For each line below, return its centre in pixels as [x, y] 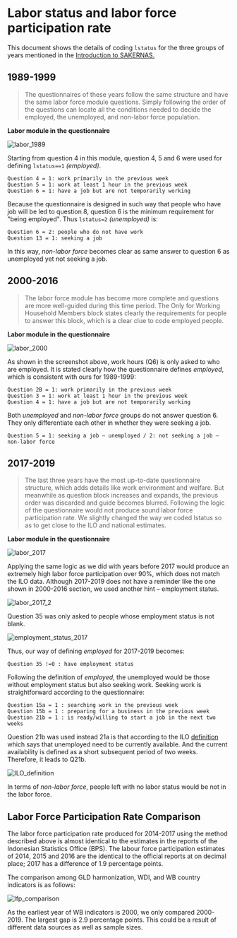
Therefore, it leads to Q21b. [47, 760]
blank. [16, 624]
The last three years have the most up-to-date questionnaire [113, 480]
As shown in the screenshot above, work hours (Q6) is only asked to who [114, 361]
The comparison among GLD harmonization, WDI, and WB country [104, 877]
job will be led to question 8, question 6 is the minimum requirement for [111, 211]
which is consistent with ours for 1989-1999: [72, 377]
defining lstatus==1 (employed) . [54, 165]
